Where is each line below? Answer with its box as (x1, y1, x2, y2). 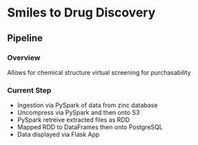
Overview (7, 53, 41, 63)
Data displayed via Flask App (17, 131, 100, 139)
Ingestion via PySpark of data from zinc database (17, 101, 158, 109)
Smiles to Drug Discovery (7, 5, 156, 21)
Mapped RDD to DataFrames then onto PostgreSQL (17, 123, 164, 131)
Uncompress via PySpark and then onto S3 (17, 109, 140, 117)
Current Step (7, 85, 52, 95)
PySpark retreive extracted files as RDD (17, 115, 130, 124)
